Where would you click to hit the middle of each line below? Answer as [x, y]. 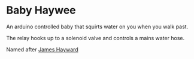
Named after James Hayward [43, 49]
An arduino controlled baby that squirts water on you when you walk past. [97, 27]
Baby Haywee [41, 10]
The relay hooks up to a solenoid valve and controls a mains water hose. [95, 38]
